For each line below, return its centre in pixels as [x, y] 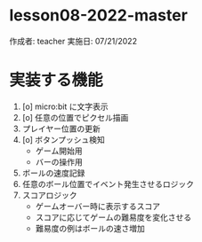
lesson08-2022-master [99, 16]
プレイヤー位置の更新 [61, 129]
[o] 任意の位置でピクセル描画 [75, 117]
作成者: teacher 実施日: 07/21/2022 [73, 41]
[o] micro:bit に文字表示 [65, 106]
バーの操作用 [59, 161]
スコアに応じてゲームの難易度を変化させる [113, 217]
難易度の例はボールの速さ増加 [90, 228]
